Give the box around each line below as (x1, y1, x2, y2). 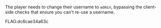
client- (143, 4, 157, 10)
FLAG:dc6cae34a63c (5, 19, 49, 24)
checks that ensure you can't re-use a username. (14, 9, 115, 15)
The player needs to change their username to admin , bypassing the (5, 4, 143, 10)
